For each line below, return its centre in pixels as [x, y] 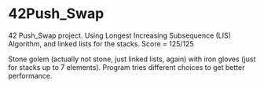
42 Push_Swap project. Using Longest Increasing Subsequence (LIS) [120, 35]
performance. [30, 75]
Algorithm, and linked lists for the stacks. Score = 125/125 [101, 43]
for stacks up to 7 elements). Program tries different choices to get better [126, 67]
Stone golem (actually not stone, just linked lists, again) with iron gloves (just [132, 59]
